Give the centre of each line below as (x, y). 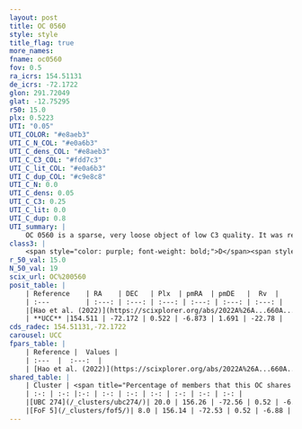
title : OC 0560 (38, 26)
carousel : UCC (36, 335)
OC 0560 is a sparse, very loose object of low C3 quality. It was (154, 235)
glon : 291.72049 (40, 93)
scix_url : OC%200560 (48, 277)
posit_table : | (38, 285)
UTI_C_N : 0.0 (34, 185)
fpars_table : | (38, 344)
